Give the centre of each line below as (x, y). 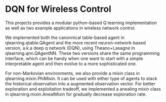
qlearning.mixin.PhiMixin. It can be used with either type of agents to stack (81, 78)
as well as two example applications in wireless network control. (70, 28)
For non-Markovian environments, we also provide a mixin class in (72, 73)
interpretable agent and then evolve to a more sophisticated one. (71, 64)
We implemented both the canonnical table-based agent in (65, 37)
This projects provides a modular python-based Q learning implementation (81, 23)
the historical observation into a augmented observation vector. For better (80, 84)
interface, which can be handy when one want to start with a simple (74, 58)
